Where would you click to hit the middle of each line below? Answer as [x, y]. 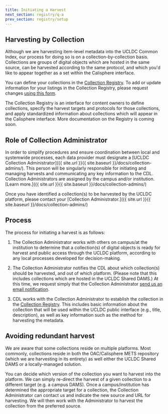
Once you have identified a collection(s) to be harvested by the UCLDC [78, 194]
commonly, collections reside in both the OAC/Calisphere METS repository [82, 353]
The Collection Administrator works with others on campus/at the [80, 242]
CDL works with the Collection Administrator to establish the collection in [88, 299]
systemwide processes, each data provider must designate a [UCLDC [77, 158]
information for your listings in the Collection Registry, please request [77, 88]
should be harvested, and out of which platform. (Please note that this [85, 273]
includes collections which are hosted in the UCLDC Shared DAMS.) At [86, 279]
